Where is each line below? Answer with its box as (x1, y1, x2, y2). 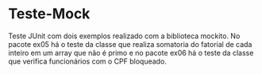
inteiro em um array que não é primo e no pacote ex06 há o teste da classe (8, 48, 254, 57)
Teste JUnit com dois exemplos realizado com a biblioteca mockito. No (8, 31, 241, 41)
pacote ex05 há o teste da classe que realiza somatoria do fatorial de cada (8, 39, 252, 49)
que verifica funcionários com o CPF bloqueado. (8, 56, 167, 66)
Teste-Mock (8, 5, 91, 23)
